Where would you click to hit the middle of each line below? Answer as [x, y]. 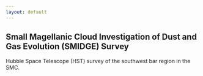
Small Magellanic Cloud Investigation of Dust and [101, 37]
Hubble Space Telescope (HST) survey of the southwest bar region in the [98, 61]
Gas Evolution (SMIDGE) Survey [67, 47]
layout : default [26, 12]
